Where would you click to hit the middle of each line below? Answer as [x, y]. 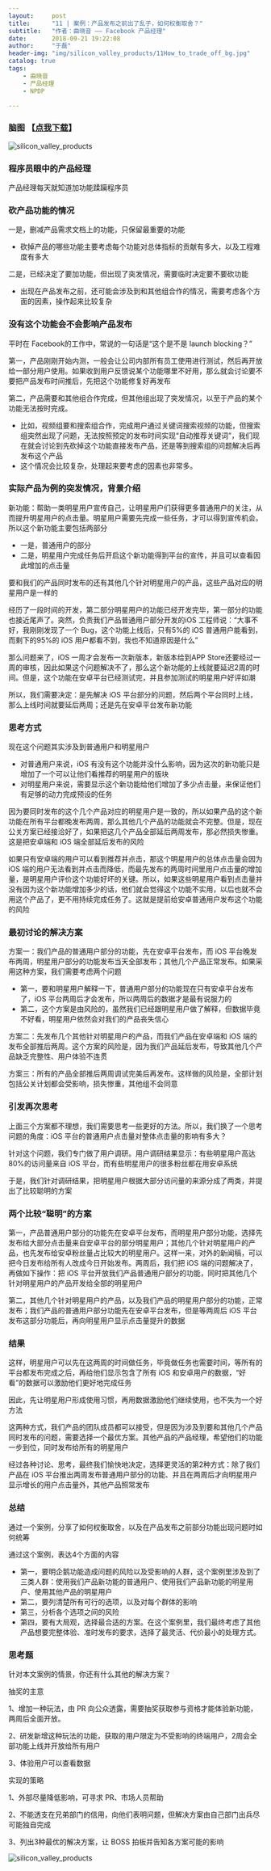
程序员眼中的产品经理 [50, 168]
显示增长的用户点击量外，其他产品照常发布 [79, 1485]
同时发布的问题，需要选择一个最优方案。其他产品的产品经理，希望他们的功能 [135, 1437]
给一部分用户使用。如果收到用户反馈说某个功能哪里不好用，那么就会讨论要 [132, 371]
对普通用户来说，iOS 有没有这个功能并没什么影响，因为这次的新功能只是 [140, 764]
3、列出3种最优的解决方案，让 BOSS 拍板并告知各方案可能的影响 [116, 1842]
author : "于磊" [40, 46]
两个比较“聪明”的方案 [50, 1213]
